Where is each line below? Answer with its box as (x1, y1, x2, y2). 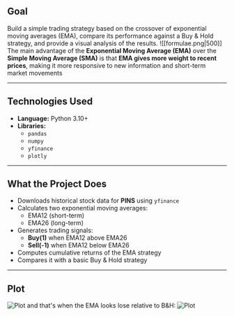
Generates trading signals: (17, 227, 93, 235)
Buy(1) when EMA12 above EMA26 (27, 234, 127, 242)
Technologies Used (7, 96, 93, 108)
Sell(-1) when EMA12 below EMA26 (27, 241, 130, 250)
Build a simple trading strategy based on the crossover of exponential (7, 24, 207, 32)
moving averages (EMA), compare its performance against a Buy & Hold (7, 31, 214, 40)
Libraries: (17, 122, 47, 130)
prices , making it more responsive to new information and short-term (7, 61, 206, 69)
